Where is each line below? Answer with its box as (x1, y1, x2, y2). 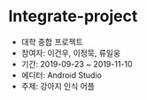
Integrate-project (8, 6, 138, 27)
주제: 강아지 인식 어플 (20, 81, 95, 91)
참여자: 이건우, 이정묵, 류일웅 (20, 47, 121, 58)
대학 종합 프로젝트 (20, 36, 83, 47)
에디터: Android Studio (20, 69, 103, 81)
